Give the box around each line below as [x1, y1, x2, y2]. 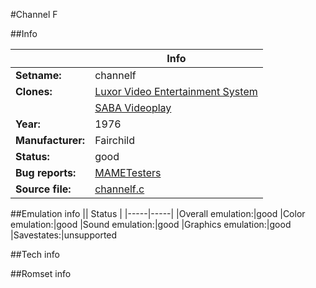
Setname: [15, 69, 62, 82]
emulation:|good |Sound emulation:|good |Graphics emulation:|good [10, 219, 292, 230]
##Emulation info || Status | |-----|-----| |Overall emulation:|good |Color [10, 208, 306, 219]
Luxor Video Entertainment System [94, 85, 258, 98]
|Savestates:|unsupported [10, 229, 118, 241]
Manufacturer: [15, 134, 86, 147]
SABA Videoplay [94, 101, 172, 114]
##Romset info [10, 268, 72, 279]
